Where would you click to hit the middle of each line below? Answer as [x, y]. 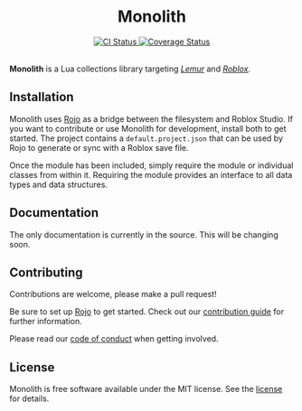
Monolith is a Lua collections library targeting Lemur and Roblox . [130, 69]
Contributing [46, 272]
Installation [42, 97]
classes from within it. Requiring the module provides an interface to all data [151, 174]
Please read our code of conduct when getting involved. [114, 339]
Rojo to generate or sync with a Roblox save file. [99, 147]
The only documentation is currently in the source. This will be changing [144, 234]
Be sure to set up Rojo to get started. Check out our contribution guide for [147, 312]
